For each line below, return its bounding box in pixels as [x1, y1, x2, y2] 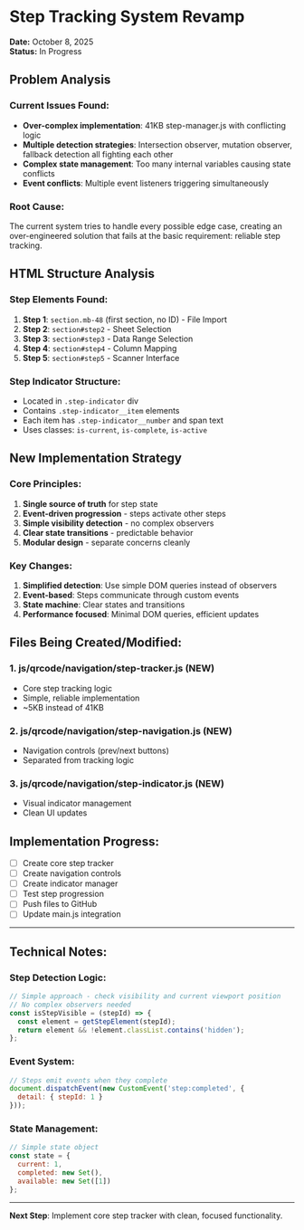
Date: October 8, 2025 [9, 36, 94, 47]
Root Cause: [9, 200, 65, 213]
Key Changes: [9, 559, 72, 572]
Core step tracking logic [22, 682, 113, 693]
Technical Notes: [9, 944, 108, 959]
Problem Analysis [9, 72, 111, 88]
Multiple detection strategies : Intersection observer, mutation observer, [22, 138, 292, 150]
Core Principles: [9, 478, 82, 491]
